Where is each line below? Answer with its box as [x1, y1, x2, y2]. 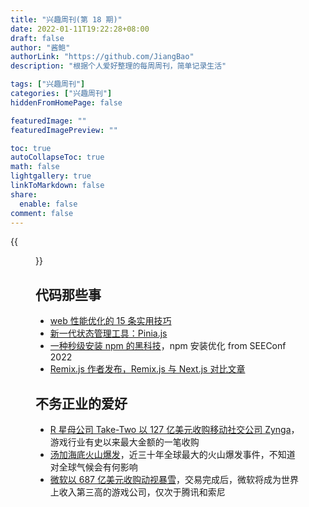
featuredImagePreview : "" [10, 125, 118, 135]
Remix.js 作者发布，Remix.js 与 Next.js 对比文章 [49, 363, 246, 375]
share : [10, 189, 38, 200]
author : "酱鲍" [10, 42, 71, 53]
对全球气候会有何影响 [49, 461, 138, 473]
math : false [10, 162, 60, 172]
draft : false [10, 33, 65, 43]
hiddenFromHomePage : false [10, 97, 123, 108]
